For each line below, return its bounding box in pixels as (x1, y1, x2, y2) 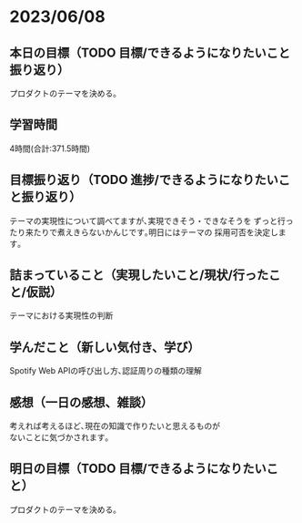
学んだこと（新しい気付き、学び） (9, 339, 200, 354)
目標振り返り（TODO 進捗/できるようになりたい (9, 172, 279, 188)
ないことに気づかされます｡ (9, 432, 109, 443)
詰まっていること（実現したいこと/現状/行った (9, 267, 269, 283)
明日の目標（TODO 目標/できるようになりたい (9, 461, 267, 477)
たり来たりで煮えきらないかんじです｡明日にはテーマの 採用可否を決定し (9, 226, 279, 238)
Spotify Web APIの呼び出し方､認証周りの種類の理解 (9, 365, 203, 376)
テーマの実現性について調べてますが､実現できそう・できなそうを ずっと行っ (9, 215, 294, 226)
